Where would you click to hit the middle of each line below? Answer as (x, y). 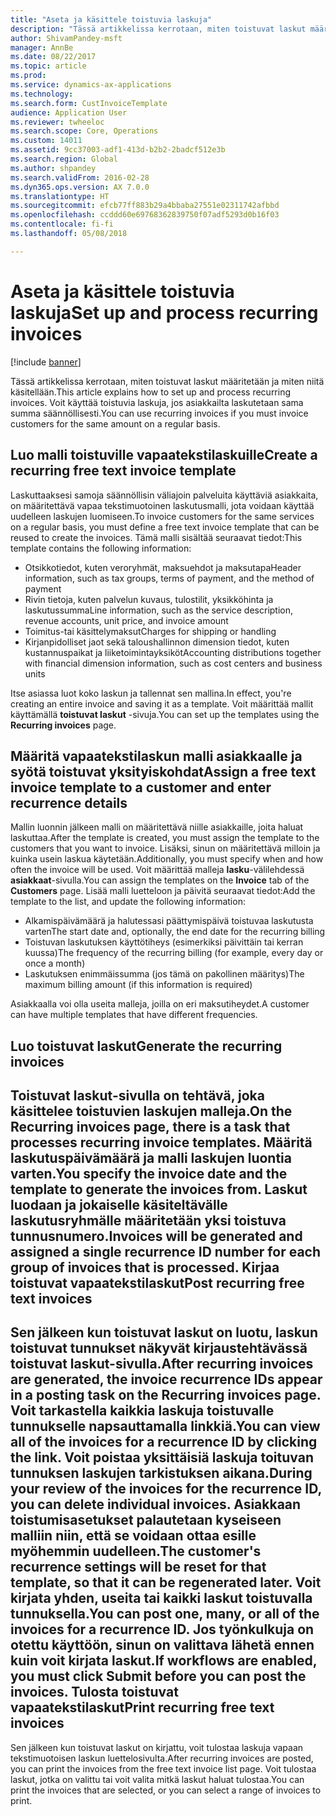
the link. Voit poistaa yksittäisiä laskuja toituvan (162, 1457)
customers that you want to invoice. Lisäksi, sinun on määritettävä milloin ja (165, 848)
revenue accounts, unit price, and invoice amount (126, 620)
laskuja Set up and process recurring (164, 312)
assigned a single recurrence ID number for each (166, 1252)
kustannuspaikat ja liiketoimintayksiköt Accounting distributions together (173, 652)
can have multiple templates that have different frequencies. (134, 1015)
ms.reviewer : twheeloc (57, 122)
